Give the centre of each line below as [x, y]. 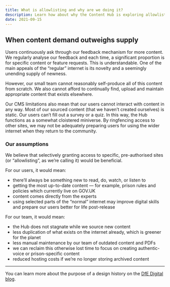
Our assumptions [27, 144]
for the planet [27, 238]
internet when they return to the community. [51, 131]
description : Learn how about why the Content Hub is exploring [74, 15]
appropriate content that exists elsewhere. [49, 94]
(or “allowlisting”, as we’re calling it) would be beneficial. [64, 161]
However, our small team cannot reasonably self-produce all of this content [84, 84]
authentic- [149, 248]
